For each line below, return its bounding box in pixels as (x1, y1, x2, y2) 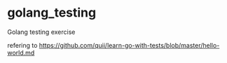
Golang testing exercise (7, 28, 76, 36)
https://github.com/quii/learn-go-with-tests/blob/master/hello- (39, 41, 220, 49)
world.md (7, 48, 35, 57)
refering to (7, 41, 38, 49)
